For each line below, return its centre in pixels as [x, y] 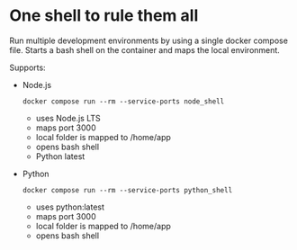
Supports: [28, 67]
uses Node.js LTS [68, 118]
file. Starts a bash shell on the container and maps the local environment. [145, 49]
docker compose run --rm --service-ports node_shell [123, 101]
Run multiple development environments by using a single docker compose [148, 40]
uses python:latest [70, 207]
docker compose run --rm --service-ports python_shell [127, 190]
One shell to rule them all [104, 16]
